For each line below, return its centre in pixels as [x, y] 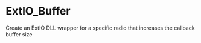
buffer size [19, 34]
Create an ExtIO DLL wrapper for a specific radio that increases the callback [100, 28]
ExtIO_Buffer [38, 11]
